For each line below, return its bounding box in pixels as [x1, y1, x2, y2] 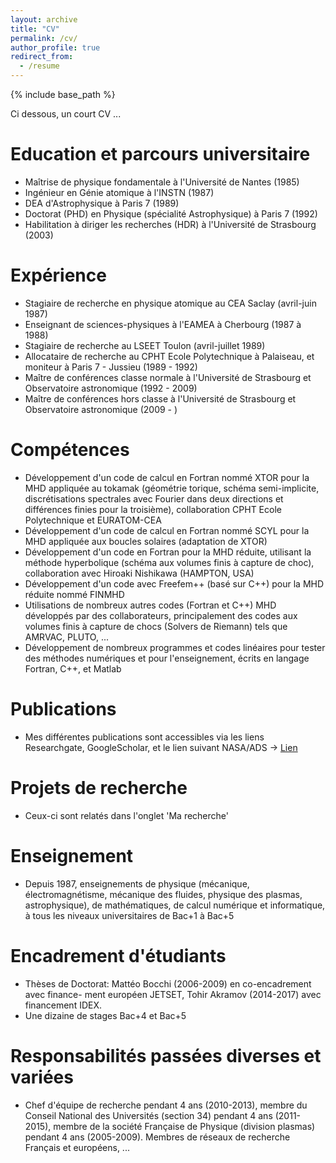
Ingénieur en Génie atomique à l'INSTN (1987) [24, 186, 215, 198]
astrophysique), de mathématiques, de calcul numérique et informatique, [24, 899, 326, 911]
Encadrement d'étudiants [10, 944, 227, 967]
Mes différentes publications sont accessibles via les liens [24, 731, 265, 743]
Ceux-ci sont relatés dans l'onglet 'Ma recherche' [24, 809, 230, 821]
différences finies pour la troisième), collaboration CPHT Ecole [24, 503, 282, 515]
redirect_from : [10, 52, 74, 62]
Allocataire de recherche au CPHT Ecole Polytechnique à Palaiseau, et [24, 350, 315, 362]
